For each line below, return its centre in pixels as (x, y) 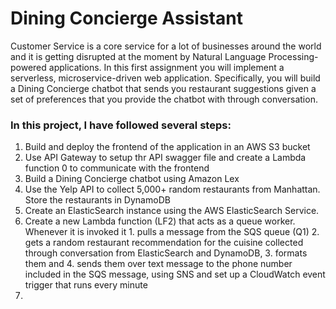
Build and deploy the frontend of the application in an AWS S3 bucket (167, 147)
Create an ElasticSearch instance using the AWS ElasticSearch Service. (172, 211)
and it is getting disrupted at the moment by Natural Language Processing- (164, 56)
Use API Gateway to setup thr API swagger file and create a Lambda (165, 158)
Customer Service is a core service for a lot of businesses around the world (166, 46)
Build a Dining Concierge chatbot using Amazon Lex (132, 179)
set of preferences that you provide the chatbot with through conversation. (164, 99)
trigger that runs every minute (86, 285)
